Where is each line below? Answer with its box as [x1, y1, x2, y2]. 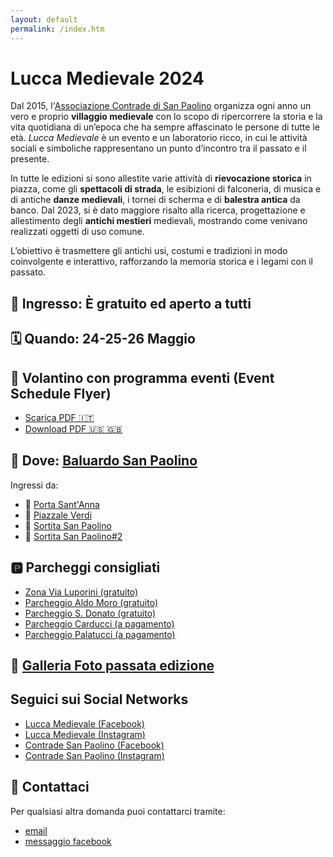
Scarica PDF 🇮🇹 [24, 412, 95, 424]
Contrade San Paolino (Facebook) [24, 739, 165, 751]
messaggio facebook [24, 835, 112, 847]
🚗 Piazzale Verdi [24, 509, 93, 521]
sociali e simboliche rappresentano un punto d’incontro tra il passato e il [10, 142, 307, 155]
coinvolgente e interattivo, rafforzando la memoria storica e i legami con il [10, 256, 314, 268]
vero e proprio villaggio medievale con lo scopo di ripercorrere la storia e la [10, 111, 323, 123]
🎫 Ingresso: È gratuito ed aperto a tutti [10, 295, 252, 312]
